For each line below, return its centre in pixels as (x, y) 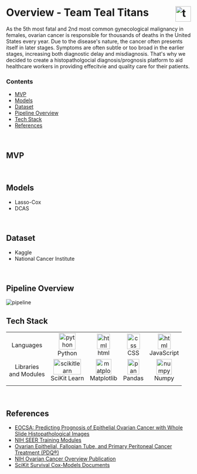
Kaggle (23, 252)
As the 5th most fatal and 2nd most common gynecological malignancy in (95, 29)
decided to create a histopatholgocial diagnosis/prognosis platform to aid (94, 60)
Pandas (133, 378)
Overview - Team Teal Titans (78, 13)
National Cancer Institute (45, 258)
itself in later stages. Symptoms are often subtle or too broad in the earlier (95, 48)
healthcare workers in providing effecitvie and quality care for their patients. (98, 66)
